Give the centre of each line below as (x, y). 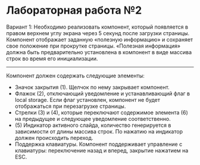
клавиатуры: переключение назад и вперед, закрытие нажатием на (101, 150)
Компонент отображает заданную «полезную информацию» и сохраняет (100, 39)
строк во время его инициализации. (52, 58)
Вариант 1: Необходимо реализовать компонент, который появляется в (97, 27)
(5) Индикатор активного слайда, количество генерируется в (93, 125)
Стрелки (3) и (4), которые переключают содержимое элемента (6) (101, 112)
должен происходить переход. (54, 138)
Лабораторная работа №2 (74, 10)
